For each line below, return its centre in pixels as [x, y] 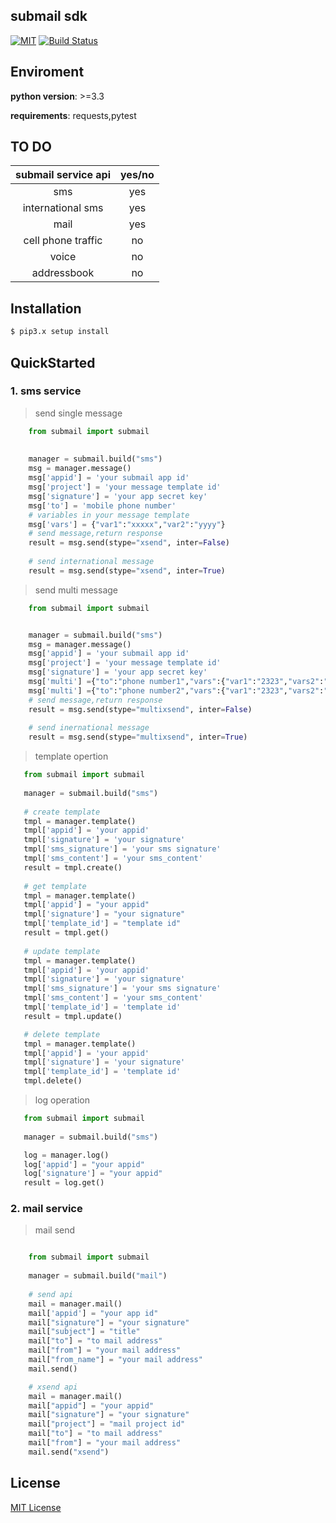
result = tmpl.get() [66, 933]
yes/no [137, 175]
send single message [78, 413]
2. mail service [46, 1209]
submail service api [63, 175]
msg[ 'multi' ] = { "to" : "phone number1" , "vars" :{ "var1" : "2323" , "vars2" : [176, 682]
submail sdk [49, 16]
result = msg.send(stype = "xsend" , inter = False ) [129, 543]
